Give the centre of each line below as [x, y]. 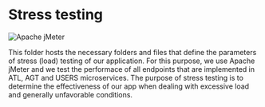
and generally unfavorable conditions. [71, 94]
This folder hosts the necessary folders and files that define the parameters [132, 52]
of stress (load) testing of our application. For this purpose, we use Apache [132, 61]
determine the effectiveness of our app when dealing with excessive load [129, 86]
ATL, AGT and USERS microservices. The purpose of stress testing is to [126, 77]
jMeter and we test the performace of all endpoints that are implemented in [132, 69]
